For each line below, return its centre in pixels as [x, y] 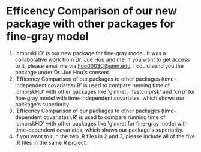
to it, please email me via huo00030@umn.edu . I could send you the [99, 66]
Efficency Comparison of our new [91, 11]
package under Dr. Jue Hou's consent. [63, 72]
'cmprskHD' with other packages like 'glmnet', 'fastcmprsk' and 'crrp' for [105, 91]
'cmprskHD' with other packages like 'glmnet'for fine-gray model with [101, 123]
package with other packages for [91, 24]
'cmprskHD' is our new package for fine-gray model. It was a [90, 53]
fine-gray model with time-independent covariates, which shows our [100, 98]
